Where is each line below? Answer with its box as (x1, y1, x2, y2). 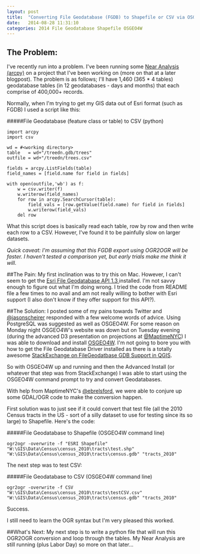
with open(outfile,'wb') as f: (7, 181, 84, 187)
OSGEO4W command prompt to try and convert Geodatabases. (7, 376, 162, 383)
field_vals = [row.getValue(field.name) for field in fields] (28, 202, 185, 208)
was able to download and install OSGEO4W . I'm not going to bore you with (7, 339, 191, 346)
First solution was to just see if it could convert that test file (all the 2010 (7, 405, 183, 413)
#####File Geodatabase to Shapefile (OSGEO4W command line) (7, 429, 165, 436)
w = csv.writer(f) (17, 186, 63, 192)
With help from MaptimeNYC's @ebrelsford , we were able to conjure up (7, 387, 182, 395)
